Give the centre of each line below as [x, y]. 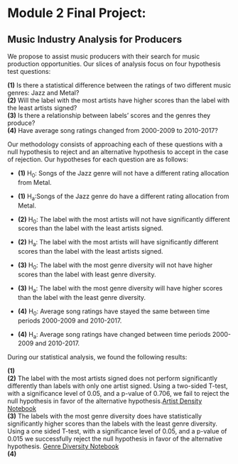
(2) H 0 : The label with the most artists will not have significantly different [124, 220]
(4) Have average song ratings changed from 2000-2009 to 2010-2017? [113, 130]
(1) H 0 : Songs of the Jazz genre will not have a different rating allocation [123, 174]
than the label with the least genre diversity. [82, 297]
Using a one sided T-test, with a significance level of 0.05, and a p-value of [117, 431]
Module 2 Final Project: [77, 13]
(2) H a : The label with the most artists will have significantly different [118, 243]
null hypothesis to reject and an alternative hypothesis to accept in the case [118, 152]
